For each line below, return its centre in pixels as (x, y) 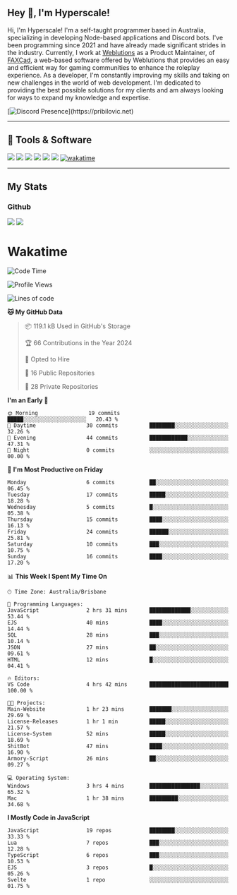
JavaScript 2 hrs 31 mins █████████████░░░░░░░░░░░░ (118, 611)
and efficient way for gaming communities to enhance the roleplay (104, 67)
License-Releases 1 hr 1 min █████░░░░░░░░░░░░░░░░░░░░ (118, 722)
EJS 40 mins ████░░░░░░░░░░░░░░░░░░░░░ (118, 623)
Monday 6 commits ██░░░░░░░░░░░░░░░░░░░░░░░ (118, 483)
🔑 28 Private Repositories (61, 387)
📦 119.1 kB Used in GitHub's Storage (77, 326)
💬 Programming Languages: (45, 604)
